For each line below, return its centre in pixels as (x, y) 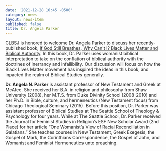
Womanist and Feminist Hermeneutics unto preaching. (62, 143)
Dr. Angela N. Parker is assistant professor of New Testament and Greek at (83, 85)
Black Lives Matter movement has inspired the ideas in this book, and (77, 69)
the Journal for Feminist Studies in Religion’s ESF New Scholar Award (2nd (82, 122)
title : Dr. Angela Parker (32, 29)
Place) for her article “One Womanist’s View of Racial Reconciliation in (77, 127)
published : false (23, 24)
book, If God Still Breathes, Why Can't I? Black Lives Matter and (93, 48)
